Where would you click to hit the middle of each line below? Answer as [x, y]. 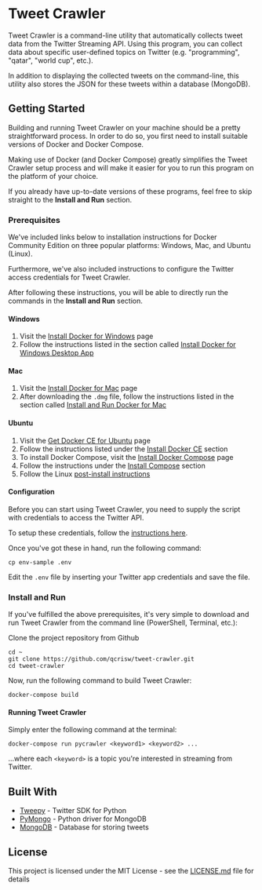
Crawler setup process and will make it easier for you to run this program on [131, 168]
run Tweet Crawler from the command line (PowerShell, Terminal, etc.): [123, 623]
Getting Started [47, 109]
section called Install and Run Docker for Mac [93, 405]
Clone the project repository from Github [74, 638]
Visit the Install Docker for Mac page [78, 388]
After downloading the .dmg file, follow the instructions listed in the [127, 396]
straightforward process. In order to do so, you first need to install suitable [128, 136]
